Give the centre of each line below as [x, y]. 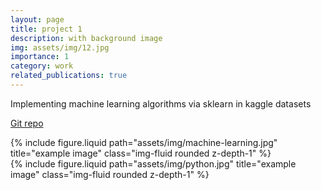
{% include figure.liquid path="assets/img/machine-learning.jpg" [144, 142]
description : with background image [86, 38]
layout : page [37, 19]
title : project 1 [46, 29]
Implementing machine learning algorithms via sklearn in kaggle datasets [161, 103]
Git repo [27, 123]
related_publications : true [69, 76]
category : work [42, 66]
